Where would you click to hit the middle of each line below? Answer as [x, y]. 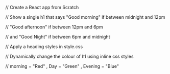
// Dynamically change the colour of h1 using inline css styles [69, 56]
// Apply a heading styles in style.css [44, 47]
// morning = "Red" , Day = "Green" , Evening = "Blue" [62, 66]
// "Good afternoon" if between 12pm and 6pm [54, 27]
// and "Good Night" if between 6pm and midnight [58, 37]
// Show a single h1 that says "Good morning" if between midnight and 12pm [85, 17]
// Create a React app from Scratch [42, 7]
